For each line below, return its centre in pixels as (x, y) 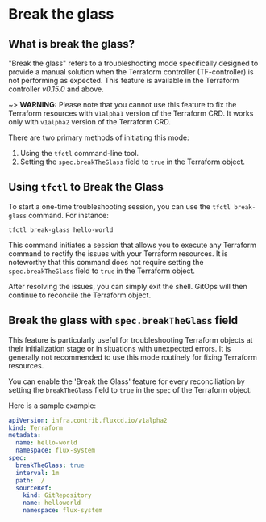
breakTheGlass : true (50, 465)
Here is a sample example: (52, 406)
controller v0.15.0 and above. (56, 89)
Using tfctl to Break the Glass (86, 187)
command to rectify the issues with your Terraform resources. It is (118, 253)
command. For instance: (68, 215)
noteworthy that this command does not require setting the (106, 262)
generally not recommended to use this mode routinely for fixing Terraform (133, 357)
